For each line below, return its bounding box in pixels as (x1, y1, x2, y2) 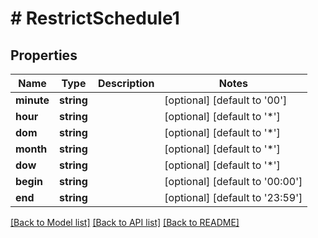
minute (15, 93, 50, 107)
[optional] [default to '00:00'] (164, 175, 303, 188)
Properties (10, 47, 78, 64)
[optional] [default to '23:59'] (164, 191, 303, 204)
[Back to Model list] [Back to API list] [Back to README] (10, 217, 240, 228)
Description (97, 77, 155, 90)
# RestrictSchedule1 (10, 7, 180, 30)
